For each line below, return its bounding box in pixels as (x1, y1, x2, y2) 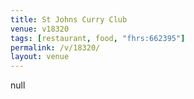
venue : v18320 (10, 24, 70, 34)
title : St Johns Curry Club (10, 14, 128, 25)
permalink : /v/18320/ (10, 42, 101, 53)
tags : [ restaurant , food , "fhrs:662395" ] (10, 33, 186, 43)
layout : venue (10, 52, 70, 62)
